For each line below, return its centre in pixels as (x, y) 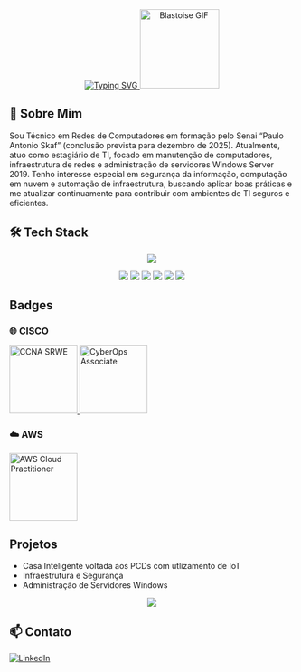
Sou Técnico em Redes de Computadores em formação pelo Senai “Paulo (147, 136)
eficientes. (29, 203)
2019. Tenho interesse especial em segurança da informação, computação (148, 174)
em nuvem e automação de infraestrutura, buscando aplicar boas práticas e (150, 184)
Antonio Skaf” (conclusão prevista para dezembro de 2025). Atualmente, (145, 145)
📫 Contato (41, 632)
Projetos (33, 544)
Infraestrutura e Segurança (73, 576)
